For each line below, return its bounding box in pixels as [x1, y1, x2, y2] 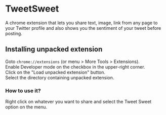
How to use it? [5, 87, 41, 94]
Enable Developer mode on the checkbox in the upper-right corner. [5, 64, 145, 70]
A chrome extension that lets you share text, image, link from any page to [5, 20, 158, 26]
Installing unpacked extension [5, 45, 103, 53]
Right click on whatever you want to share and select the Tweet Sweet [5, 99, 152, 105]
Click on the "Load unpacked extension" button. [5, 69, 105, 75]
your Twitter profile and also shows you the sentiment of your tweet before [5, 25, 161, 31]
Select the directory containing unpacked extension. [5, 74, 114, 81]
